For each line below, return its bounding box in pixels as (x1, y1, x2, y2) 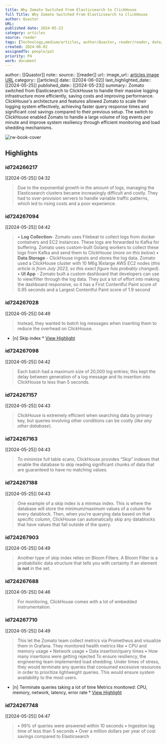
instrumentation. (17, 604, 51, 610)
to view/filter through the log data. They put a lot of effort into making (17, 276, 160, 282)
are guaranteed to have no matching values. (17, 467, 108, 473)
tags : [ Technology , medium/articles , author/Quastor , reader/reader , (5, 40, 150, 45)
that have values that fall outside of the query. (17, 521, 112, 528)
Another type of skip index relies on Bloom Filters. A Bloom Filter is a (17, 555, 158, 561)
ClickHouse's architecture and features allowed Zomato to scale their (5, 98, 147, 105)
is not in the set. (17, 565, 51, 571)
